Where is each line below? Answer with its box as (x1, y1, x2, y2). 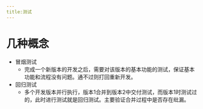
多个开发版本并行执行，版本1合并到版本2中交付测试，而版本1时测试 (24, 88, 192, 96)
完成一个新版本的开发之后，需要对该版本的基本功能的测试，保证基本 (24, 65, 195, 73)
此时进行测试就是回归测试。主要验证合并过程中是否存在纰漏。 (35, 96, 190, 103)
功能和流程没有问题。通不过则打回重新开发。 (24, 73, 137, 81)
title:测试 (6, 8, 32, 15)
